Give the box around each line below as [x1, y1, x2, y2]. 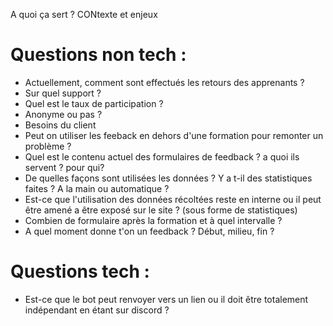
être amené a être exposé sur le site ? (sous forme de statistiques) [24, 204, 298, 216]
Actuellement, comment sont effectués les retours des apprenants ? [24, 76, 305, 88]
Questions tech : [10, 260, 150, 283]
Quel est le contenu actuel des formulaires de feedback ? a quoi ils [24, 150, 300, 163]
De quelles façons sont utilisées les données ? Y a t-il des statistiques [24, 172, 313, 184]
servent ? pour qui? [24, 161, 105, 173]
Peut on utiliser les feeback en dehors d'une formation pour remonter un [24, 129, 324, 141]
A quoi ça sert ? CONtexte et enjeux [10, 9, 158, 20]
